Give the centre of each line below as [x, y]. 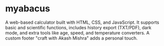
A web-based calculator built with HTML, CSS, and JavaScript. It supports [82, 22]
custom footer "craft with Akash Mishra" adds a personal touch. [71, 38]
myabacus [28, 9]
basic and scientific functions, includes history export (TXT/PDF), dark [78, 27]
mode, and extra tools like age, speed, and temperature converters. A [77, 33]
